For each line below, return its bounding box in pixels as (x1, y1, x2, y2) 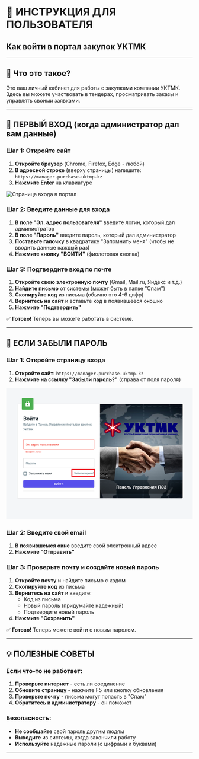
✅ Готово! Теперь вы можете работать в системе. (6, 315, 134, 323)
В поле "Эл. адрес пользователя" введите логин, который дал (14, 219, 175, 226)
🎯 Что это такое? (6, 68, 71, 79)
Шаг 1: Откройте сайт (6, 146, 71, 155)
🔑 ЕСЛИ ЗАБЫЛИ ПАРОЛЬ (6, 338, 108, 349)
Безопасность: (6, 714, 52, 722)
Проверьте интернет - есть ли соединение (14, 680, 126, 687)
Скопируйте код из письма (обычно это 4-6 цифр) (14, 291, 144, 298)
